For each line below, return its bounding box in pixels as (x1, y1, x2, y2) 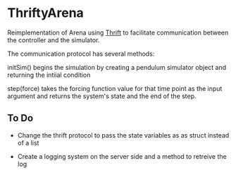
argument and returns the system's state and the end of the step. (7, 92, 197, 100)
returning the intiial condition (7, 71, 91, 79)
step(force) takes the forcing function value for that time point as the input (7, 84, 223, 92)
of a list (17, 138, 39, 147)
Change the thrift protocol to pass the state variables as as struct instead (17, 131, 230, 139)
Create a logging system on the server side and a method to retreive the (17, 152, 227, 160)
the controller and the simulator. (7, 35, 100, 44)
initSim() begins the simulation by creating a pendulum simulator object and (7, 63, 227, 71)
